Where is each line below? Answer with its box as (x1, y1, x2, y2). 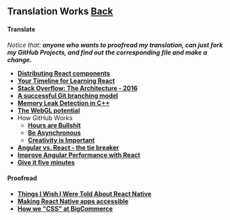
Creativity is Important (27, 135, 95, 144)
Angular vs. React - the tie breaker (17, 143, 120, 152)
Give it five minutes (17, 158, 75, 166)
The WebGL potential (17, 106, 80, 115)
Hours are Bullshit (27, 121, 82, 129)
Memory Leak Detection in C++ (17, 98, 110, 107)
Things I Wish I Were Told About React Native (17, 189, 152, 198)
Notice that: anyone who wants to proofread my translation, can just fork (7, 41, 223, 49)
